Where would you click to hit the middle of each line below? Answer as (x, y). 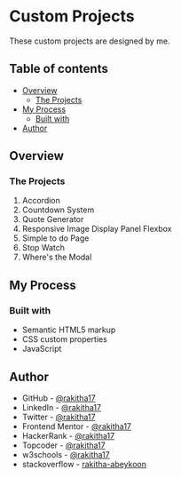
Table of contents (59, 69)
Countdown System (58, 210)
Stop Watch (43, 248)
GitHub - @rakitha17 (59, 398)
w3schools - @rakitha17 (66, 454)
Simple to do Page (55, 238)
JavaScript (42, 349)
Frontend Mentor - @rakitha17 (76, 426)
